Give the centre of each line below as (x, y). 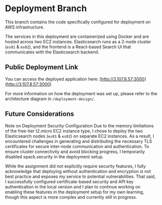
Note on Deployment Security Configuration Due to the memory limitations (79, 126)
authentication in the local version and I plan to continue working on (73, 187)
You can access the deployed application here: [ (53, 79)
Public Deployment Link (42, 67)
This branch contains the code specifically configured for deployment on (78, 22)
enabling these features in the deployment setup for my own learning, (75, 192)
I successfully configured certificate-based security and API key (69, 181)
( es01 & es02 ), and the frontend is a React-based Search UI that (68, 47)
